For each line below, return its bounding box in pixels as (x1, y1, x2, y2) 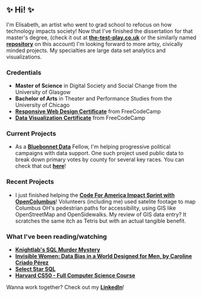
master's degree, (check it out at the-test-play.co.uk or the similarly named (6, 33, 197, 41)
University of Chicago (15, 101, 70, 108)
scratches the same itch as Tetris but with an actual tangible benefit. (15, 217, 186, 224)
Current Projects (6, 130, 56, 138)
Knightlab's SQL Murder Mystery (15, 246, 101, 253)
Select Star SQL (15, 265, 56, 272)
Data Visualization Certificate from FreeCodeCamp (15, 115, 146, 122)
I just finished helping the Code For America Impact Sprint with (15, 191, 175, 199)
